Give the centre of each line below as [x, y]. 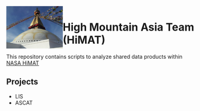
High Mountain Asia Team [129, 27]
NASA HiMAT [23, 63]
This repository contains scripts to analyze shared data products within [94, 56]
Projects [22, 82]
